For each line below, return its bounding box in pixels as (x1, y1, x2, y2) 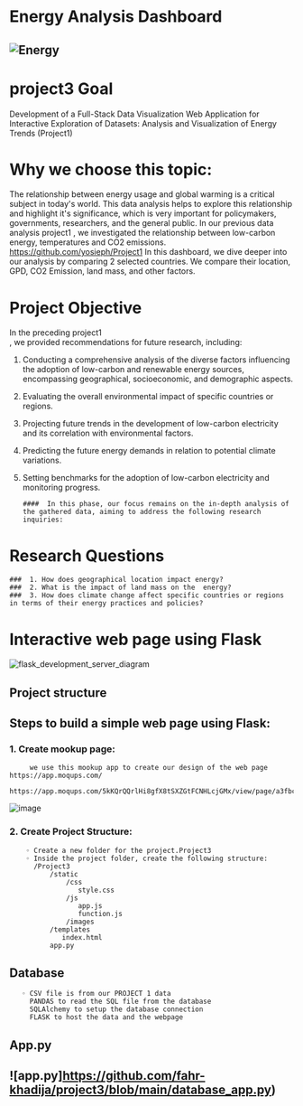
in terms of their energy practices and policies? (9, 599, 204, 608)
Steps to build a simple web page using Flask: (9, 716, 271, 731)
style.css (78, 886, 115, 895)
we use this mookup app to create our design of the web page (29, 764, 269, 773)
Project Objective (9, 297, 142, 318)
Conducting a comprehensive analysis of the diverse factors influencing (22, 354, 290, 365)
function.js (78, 909, 124, 918)
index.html (61, 933, 103, 942)
